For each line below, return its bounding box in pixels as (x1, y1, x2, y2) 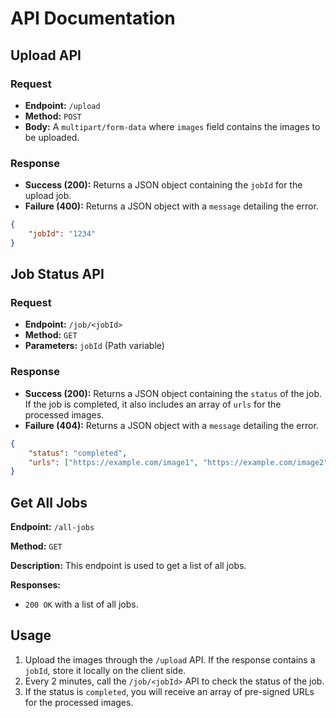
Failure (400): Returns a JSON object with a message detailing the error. (24, 200, 319, 212)
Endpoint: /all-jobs (10, 521, 95, 533)
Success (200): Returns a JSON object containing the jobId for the (24, 179, 303, 191)
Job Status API (10, 266, 105, 283)
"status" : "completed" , (28, 448, 128, 458)
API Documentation (10, 7, 176, 30)
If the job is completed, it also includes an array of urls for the (24, 398, 282, 410)
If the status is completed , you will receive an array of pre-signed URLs (24, 685, 315, 697)
